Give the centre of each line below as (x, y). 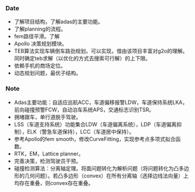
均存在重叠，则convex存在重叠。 (54, 183)
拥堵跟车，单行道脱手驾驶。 (48, 117)
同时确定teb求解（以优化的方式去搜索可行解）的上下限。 (82, 58)
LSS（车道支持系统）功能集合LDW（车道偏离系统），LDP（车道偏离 (95, 124)
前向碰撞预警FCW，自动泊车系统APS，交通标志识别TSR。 (84, 109)
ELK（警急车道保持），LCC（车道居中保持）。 (80, 132)
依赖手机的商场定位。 (40, 66)
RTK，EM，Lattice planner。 (49, 153)
